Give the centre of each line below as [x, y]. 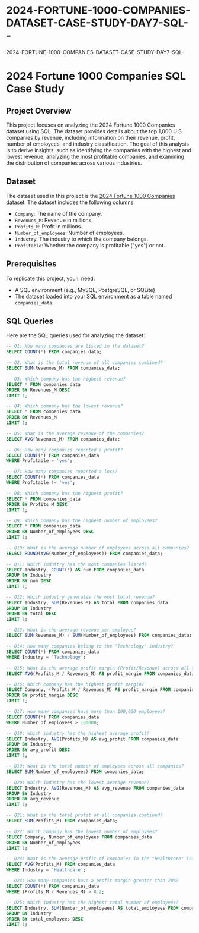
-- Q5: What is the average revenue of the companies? [75, 433]
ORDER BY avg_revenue [33, 799]
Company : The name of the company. [58, 213]
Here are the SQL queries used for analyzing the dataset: [76, 335]
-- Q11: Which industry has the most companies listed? [76, 564]
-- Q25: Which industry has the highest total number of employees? [92, 902]
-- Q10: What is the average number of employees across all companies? [98, 548]
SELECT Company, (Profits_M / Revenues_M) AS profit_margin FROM [88, 690]
